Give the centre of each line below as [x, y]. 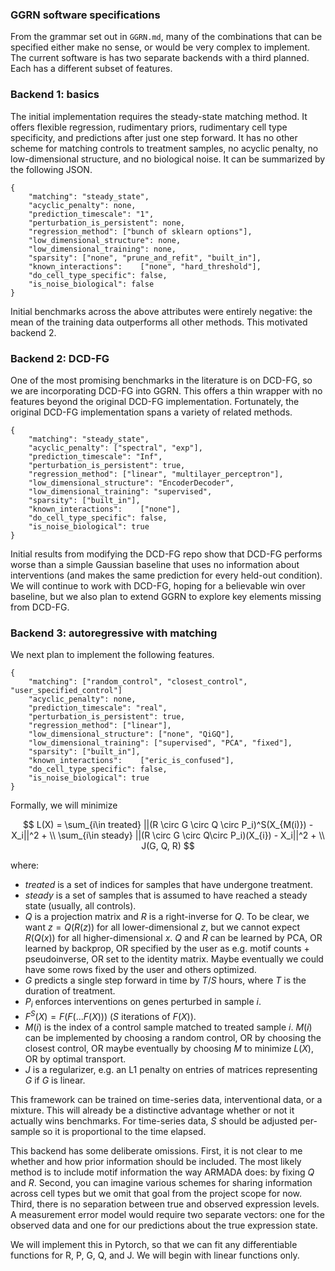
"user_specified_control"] [66, 691]
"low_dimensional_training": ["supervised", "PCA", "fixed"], [160, 743]
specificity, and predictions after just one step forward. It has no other [154, 137]
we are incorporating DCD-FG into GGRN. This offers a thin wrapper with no [166, 390]
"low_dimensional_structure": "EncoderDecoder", [131, 483]
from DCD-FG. [40, 607]
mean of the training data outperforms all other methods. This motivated [159, 322]
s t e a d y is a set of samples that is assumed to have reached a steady [166, 895]
